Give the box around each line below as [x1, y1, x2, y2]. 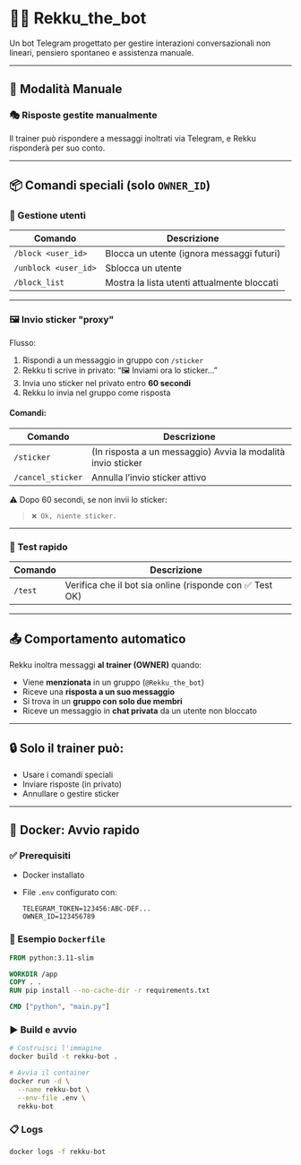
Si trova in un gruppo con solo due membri [21, 695, 183, 706]
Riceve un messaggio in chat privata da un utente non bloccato [21, 705, 258, 716]
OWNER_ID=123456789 [21, 912, 96, 921]
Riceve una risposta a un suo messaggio [21, 686, 176, 697]
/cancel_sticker [13, 472, 83, 482]
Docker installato [21, 869, 85, 881]
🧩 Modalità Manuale [9, 82, 123, 97]
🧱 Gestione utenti [9, 209, 87, 221]
